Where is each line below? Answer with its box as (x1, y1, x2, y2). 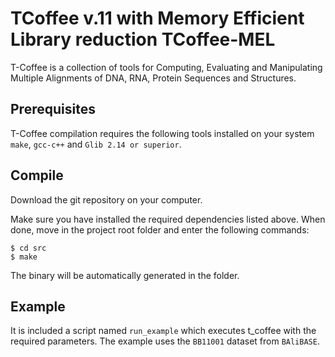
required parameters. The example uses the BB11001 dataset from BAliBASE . (10, 335, 320, 347)
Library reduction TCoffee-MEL (10, 28, 276, 51)
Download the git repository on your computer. (10, 193, 203, 206)
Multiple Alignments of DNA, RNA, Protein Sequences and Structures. (10, 72, 297, 84)
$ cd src (10, 243, 47, 253)
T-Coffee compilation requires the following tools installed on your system (10, 127, 315, 139)
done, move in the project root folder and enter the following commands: (10, 223, 310, 236)
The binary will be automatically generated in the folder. (10, 269, 240, 281)
